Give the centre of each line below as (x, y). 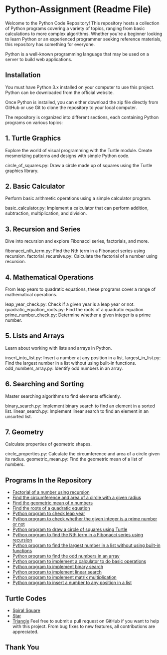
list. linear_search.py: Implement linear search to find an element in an (77, 411)
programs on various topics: (34, 122)
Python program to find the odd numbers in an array (66, 556)
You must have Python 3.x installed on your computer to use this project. (80, 87)
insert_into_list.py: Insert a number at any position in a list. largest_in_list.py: (83, 358)
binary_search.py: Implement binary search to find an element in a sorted (80, 406)
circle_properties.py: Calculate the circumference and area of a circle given (83, 454)
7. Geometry (24, 432)
